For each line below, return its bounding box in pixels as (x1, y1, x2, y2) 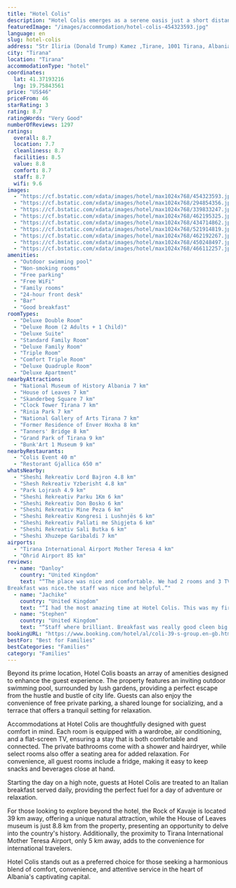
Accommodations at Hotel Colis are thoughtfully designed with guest (7, 720, 206, 729)
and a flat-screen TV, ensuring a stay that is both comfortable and (7, 735, 198, 743)
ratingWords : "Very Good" (7, 114, 83, 121)
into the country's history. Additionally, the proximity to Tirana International (7, 829, 223, 837)
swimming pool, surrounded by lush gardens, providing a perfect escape (7, 684, 218, 692)
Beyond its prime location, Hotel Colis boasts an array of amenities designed (7, 669, 228, 677)
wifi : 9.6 (13, 180, 42, 187)
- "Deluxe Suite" (13, 330, 65, 337)
